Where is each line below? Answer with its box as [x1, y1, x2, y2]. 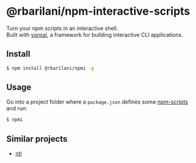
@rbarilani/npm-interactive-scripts [6, 4, 191, 18]
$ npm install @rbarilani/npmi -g [6, 65, 95, 71]
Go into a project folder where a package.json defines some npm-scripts [6, 98, 188, 105]
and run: [6, 105, 27, 112]
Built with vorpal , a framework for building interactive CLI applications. [6, 31, 183, 38]
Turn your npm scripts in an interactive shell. [6, 25, 118, 32]
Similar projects [6, 134, 68, 144]
